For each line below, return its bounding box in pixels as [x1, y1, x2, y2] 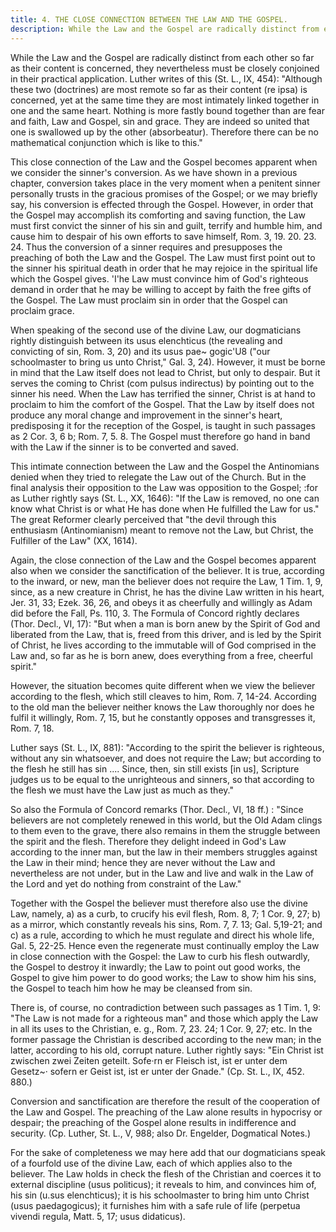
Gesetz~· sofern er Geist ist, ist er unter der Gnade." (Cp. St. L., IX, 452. [10, 1065, 305, 1077]
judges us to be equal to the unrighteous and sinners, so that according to [10, 773, 315, 785]
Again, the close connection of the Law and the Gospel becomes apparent [10, 554, 317, 566]
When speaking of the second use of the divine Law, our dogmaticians [10, 324, 302, 336]
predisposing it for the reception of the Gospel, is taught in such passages [10, 419, 316, 431]
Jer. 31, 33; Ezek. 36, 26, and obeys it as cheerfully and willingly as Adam [10, 596, 313, 608]
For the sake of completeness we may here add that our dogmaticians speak [10, 1146, 327, 1158]
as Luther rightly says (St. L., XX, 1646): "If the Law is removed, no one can [10, 492, 320, 504]
